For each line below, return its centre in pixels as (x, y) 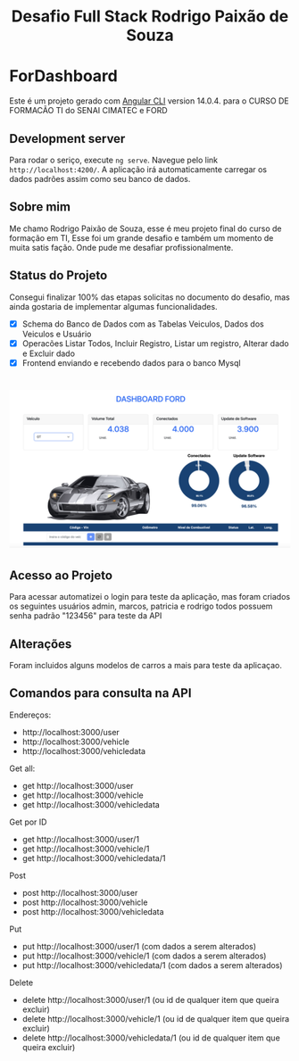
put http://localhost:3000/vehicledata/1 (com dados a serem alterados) (152, 965)
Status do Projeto (58, 275)
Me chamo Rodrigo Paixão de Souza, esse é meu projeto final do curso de (145, 228)
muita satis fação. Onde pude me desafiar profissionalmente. (121, 247)
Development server (67, 139)
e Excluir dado (49, 353)
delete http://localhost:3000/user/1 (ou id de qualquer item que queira (150, 999)
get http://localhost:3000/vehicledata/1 (94, 858)
